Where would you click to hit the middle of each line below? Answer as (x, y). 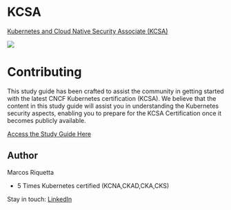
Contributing (44, 72)
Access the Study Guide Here (49, 134)
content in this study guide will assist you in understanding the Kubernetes (113, 106)
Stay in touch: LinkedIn (40, 199)
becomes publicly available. (47, 120)
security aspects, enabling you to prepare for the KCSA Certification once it (114, 113)
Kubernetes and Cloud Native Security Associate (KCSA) (88, 31)
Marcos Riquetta (30, 172)
